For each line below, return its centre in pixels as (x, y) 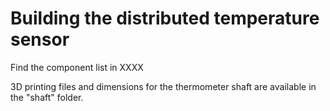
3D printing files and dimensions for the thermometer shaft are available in (163, 86)
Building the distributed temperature (165, 18)
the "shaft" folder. (47, 97)
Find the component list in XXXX (77, 67)
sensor (40, 39)
